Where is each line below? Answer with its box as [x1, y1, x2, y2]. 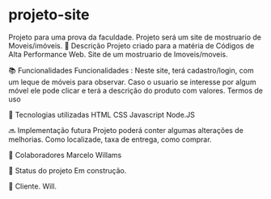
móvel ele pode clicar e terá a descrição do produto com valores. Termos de [8, 85, 264, 95]
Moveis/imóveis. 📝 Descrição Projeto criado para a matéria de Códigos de [8, 40, 255, 50]
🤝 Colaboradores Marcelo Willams [8, 150, 122, 160]
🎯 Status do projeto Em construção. [8, 165, 127, 175]
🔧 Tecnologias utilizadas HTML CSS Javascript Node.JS [8, 110, 196, 119]
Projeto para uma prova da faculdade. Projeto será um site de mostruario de [8, 32, 261, 42]
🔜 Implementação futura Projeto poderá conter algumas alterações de [8, 125, 244, 135]
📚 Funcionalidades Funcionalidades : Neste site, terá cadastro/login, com [8, 65, 254, 75]
